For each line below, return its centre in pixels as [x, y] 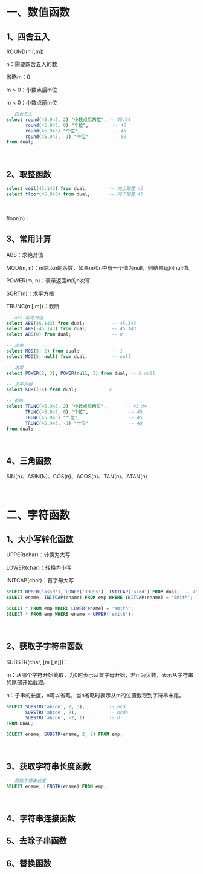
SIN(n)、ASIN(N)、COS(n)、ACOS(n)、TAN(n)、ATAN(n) [77, 477]
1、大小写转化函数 [40, 539]
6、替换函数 [29, 863]
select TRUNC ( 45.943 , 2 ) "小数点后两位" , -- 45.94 [77, 406]
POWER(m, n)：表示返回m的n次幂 [48, 280]
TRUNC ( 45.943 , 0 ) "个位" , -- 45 [84, 412]
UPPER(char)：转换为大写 [38, 555]
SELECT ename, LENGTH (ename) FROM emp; [56, 786]
